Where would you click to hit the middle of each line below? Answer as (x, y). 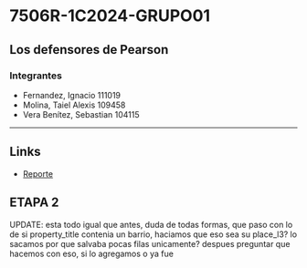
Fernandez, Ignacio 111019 (72, 95)
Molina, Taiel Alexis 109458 (74, 105)
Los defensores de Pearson (89, 50)
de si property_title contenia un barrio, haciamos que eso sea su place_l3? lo (153, 234)
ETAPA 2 (34, 203)
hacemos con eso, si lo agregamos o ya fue (91, 253)
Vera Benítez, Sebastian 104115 (81, 114)
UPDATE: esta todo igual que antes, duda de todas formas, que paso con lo (151, 224)
